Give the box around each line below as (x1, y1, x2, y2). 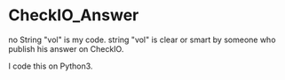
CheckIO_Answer (8, 5, 139, 25)
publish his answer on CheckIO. (8, 43, 124, 54)
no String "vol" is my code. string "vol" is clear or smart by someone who (8, 34, 276, 45)
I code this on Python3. (8, 61, 93, 71)
